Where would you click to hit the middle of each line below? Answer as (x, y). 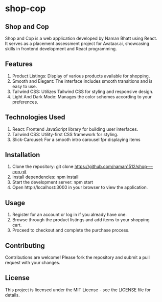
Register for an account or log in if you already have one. (69, 215)
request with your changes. (33, 263)
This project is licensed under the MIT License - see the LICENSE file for (78, 290)
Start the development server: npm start (53, 182)
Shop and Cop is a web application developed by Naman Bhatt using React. (81, 38)
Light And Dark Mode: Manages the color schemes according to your (82, 96)
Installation (23, 155)
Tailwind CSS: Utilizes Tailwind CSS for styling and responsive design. (83, 92)
